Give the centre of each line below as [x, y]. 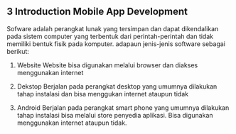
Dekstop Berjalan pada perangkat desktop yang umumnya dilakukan [117, 86]
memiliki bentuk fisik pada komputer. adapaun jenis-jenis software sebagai [116, 44]
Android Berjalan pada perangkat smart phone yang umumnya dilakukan [123, 107]
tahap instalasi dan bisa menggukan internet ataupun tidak [103, 94]
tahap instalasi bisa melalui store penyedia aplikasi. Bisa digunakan [115, 115]
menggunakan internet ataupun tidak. [72, 123]
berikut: [18, 51]
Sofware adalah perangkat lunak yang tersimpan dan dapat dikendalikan [113, 28]
